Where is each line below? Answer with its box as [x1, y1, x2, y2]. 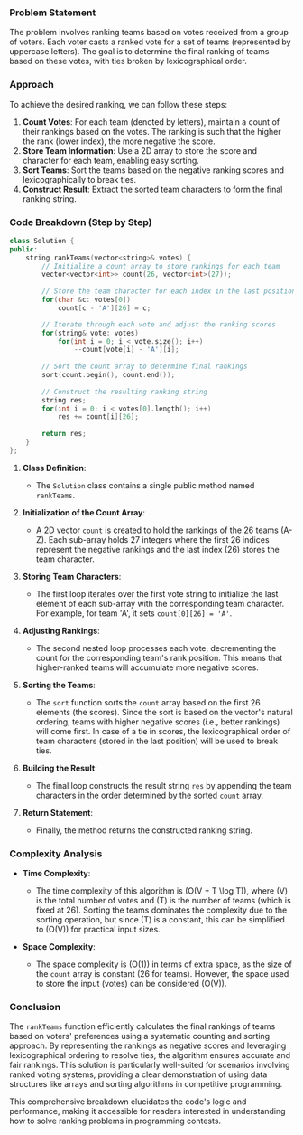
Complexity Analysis [9, 847, 103, 860]
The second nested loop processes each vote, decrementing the [35, 642, 277, 653]
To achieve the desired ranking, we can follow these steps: [9, 99, 228, 109]
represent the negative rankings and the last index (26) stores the [35, 544, 280, 554]
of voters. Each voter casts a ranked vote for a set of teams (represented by [9, 36, 291, 47]
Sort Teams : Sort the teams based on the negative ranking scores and [22, 165, 284, 175]
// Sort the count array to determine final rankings [41, 362, 248, 372]
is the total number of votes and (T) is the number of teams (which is [35, 895, 291, 906]
